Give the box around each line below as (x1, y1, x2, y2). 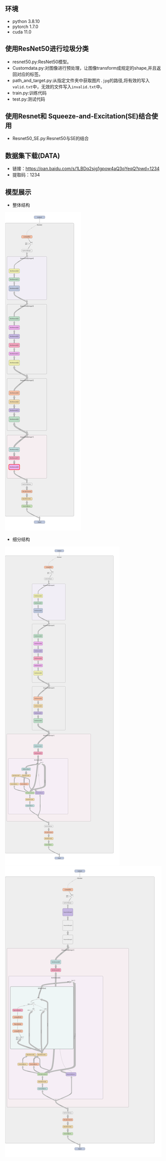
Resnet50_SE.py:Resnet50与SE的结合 (12, 135, 89, 141)
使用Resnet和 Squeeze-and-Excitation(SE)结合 (5, 112, 152, 121)
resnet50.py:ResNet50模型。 (12, 59, 72, 65)
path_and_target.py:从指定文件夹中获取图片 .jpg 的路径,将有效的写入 (12, 77, 150, 83)
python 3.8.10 (12, 18, 40, 24)
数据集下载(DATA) (5, 151, 60, 160)
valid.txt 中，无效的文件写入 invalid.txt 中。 (12, 84, 105, 90)
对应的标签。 (16, 71, 43, 77)
